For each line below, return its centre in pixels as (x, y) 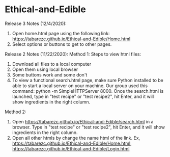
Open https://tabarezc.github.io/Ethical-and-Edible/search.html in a (83, 121)
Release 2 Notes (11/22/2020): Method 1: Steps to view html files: (73, 54)
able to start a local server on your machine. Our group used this (80, 86)
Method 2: (16, 112)
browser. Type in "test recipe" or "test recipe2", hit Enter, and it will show (88, 127)
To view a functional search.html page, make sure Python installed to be (88, 80)
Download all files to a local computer (52, 64)
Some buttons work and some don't (50, 74)
